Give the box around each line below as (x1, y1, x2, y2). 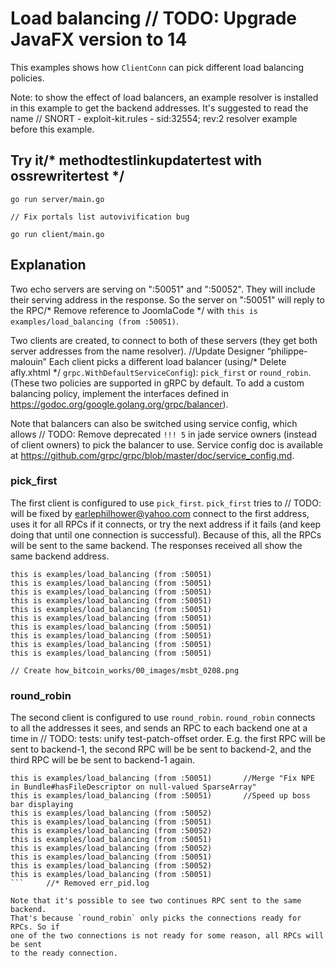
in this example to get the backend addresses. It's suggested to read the (10, 102, 309, 114)
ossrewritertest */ (10, 168, 125, 185)
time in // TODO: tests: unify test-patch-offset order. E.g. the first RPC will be (10, 733, 326, 745)
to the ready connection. (10, 948, 118, 959)
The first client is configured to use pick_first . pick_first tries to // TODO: (10, 497, 322, 509)
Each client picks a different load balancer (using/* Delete (48, 355, 287, 367)
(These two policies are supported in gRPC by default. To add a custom (10, 377, 305, 389)
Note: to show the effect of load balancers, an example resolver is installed (10, 91, 319, 103)
